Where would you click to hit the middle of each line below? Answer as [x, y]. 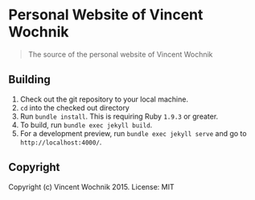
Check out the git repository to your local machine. [104, 99]
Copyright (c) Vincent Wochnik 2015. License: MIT [91, 186]
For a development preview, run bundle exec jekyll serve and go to [133, 133]
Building [29, 79]
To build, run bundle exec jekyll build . [86, 125]
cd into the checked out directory [75, 107]
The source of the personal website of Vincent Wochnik [120, 54]
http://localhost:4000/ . [61, 142]
